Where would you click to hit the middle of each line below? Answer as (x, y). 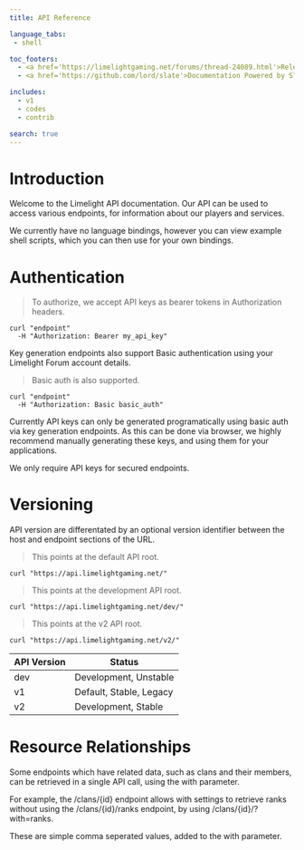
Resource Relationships (100, 747)
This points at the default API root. (95, 557)
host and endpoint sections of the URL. (82, 539)
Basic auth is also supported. (85, 381)
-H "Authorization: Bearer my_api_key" (93, 336)
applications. (33, 450)
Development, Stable (119, 707)
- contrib (36, 117)
